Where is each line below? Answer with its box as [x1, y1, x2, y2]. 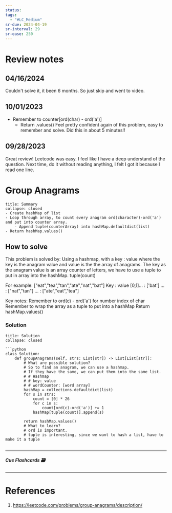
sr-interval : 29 [5, 27, 40, 32]
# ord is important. [24, 428, 68, 433]
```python [5, 346, 27, 352]
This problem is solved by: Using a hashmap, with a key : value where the [5, 256, 160, 262]
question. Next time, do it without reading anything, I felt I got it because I [5, 161, 160, 167]
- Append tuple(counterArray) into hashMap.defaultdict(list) [14, 224, 150, 229]
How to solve [5, 242, 48, 251]
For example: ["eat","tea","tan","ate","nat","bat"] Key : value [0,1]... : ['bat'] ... [5, 282, 165, 288]
